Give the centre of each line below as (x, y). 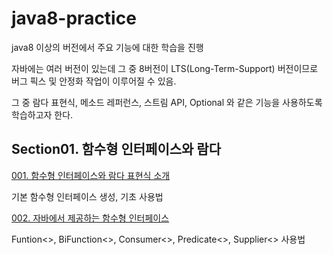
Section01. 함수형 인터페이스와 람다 (116, 149)
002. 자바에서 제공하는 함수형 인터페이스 (90, 218)
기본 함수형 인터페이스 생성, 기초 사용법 (87, 196)
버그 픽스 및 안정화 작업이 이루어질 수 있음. (94, 81)
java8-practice (74, 18)
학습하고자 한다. (42, 114)
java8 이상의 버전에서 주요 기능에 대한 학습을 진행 (107, 47)
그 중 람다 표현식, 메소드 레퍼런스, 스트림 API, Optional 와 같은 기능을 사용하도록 (167, 102)
